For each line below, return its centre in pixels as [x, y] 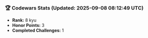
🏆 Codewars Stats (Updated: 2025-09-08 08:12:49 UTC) [74, 8]
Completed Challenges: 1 [38, 30]
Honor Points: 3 [28, 25]
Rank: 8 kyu [24, 20]
